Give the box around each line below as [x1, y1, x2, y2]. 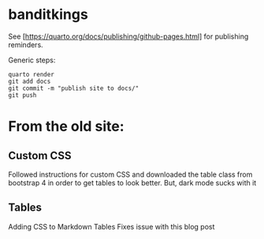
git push [8, 91, 37, 99]
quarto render [8, 70, 55, 78]
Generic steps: [8, 55, 56, 65]
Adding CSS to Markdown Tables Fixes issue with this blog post [8, 222, 215, 231]
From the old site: [8, 118, 125, 136]
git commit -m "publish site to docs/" [8, 84, 139, 92]
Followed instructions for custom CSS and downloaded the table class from [8, 170, 253, 179]
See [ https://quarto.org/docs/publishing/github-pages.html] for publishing [8, 32, 249, 41]
